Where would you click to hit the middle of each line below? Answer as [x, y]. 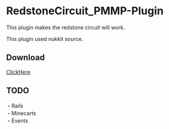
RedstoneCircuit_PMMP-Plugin [85, 11]
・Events [17, 121]
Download [25, 58]
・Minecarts [21, 113]
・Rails [15, 106]
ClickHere [19, 72]
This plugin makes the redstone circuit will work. [66, 27]
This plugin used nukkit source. [45, 39]
